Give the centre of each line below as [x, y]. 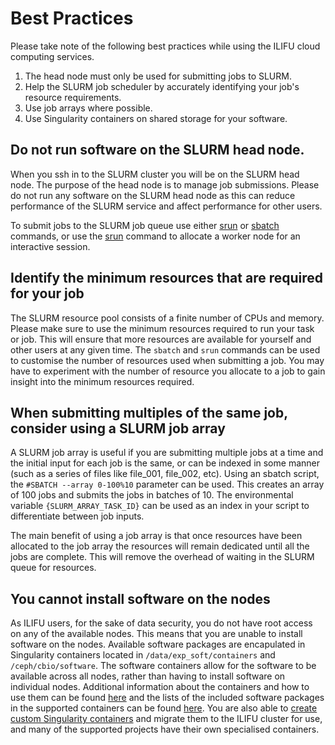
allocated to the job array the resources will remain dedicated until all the [160, 546]
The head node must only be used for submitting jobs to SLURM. [158, 76]
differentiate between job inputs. [77, 516]
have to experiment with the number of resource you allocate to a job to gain [168, 371]
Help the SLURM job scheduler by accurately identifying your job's [162, 86]
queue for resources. [53, 568]
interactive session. [50, 246]
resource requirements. [73, 97]
